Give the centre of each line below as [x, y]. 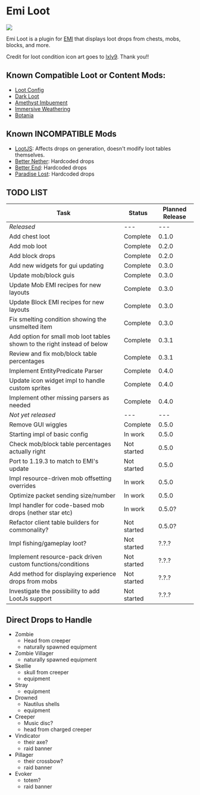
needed [20, 406]
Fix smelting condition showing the [58, 320]
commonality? [29, 530]
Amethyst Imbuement [41, 102]
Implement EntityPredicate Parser [56, 371]
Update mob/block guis [42, 275]
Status [138, 213]
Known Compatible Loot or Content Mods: [86, 76]
